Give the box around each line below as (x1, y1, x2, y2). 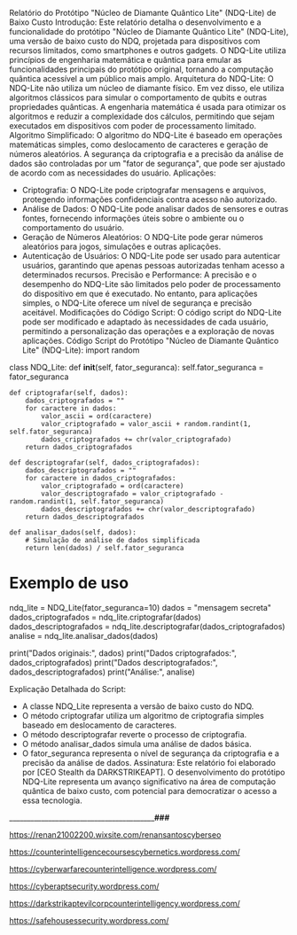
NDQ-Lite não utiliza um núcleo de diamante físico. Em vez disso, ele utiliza (9, 83, 285, 93)
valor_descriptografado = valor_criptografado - (41, 489, 224, 498)
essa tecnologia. (21, 795, 82, 806)
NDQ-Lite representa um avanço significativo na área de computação (21, 775, 277, 787)
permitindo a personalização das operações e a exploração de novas (21, 326, 275, 336)
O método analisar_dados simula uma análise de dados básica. (21, 738, 252, 749)
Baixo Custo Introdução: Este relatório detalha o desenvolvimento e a (9, 17, 262, 27)
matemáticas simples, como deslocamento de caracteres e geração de (9, 139, 269, 150)
